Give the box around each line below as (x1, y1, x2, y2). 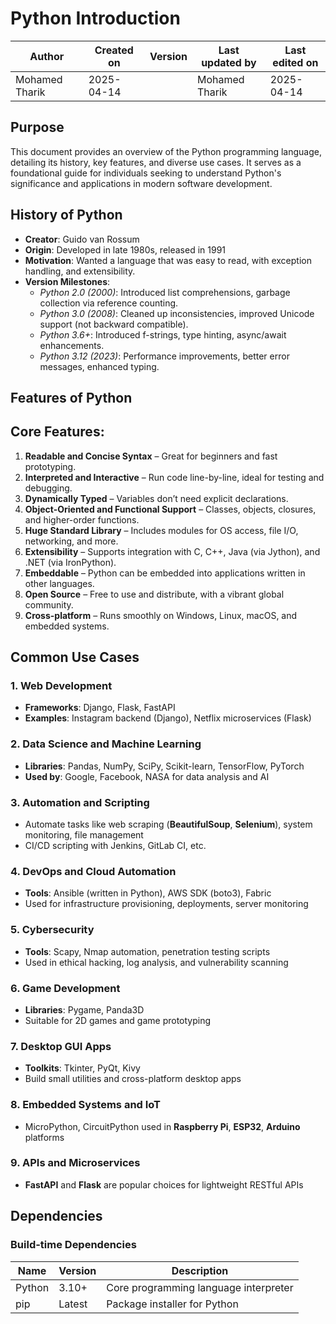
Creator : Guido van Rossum (24, 233, 140, 245)
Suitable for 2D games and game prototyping (24, 1014, 212, 1026)
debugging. (24, 482, 73, 494)
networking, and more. (24, 535, 119, 547)
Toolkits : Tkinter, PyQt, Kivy (24, 1062, 141, 1074)
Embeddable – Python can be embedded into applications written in (24, 567, 306, 579)
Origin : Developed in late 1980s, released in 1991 (24, 243, 227, 256)
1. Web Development (10, 679, 113, 693)
